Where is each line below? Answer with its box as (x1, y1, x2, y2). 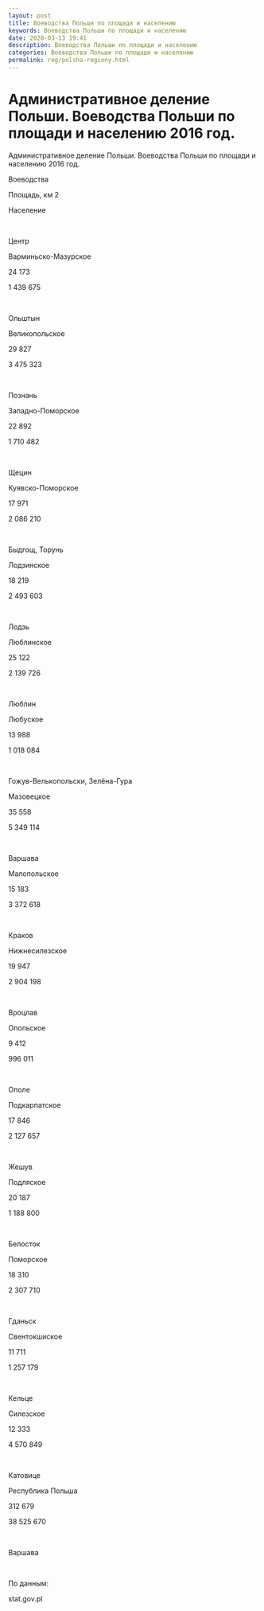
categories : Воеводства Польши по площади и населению (8, 49, 194, 57)
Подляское (8, 1177, 46, 1187)
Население (8, 205, 46, 215)
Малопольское (8, 869, 60, 878)
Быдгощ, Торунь (8, 545, 64, 554)
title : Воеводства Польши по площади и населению (8, 19, 177, 27)
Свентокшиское (8, 1331, 63, 1341)
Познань (8, 390, 37, 400)
